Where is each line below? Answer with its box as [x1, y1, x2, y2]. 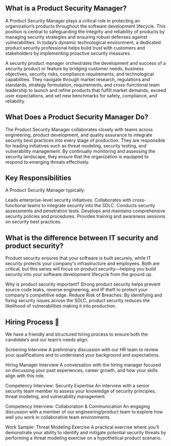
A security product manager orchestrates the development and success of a [5, 60, 166, 66]
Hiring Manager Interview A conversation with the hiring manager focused [5, 362, 161, 368]
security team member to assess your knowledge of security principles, [5, 388, 157, 394]
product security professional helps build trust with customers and [5, 44, 145, 51]
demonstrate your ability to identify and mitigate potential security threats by [5, 430, 166, 436]
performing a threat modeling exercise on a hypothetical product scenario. [5, 435, 162, 441]
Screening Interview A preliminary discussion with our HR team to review [5, 346, 159, 353]
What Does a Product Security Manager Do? [5, 113, 149, 121]
